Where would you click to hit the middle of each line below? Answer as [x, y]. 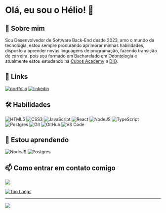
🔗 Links [17, 77]
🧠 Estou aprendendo [37, 140]
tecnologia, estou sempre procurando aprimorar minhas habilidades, [75, 45]
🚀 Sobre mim [25, 28]
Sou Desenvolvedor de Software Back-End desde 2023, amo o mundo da [80, 40]
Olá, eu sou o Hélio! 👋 [49, 10]
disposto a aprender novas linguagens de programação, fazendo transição [81, 51]
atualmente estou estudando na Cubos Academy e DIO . [62, 61]
